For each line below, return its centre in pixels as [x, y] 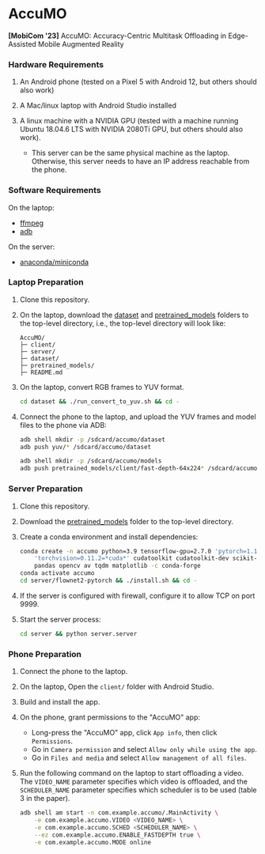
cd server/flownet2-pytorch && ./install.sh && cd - [108, 580]
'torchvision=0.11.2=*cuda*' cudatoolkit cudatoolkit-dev [132, 558]
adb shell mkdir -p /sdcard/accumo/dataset [93, 440]
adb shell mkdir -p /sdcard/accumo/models [91, 461]
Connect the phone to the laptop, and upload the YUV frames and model [138, 417]
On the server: [32, 247]
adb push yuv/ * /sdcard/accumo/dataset [85, 447]
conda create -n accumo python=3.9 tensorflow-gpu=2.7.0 [115, 551]
